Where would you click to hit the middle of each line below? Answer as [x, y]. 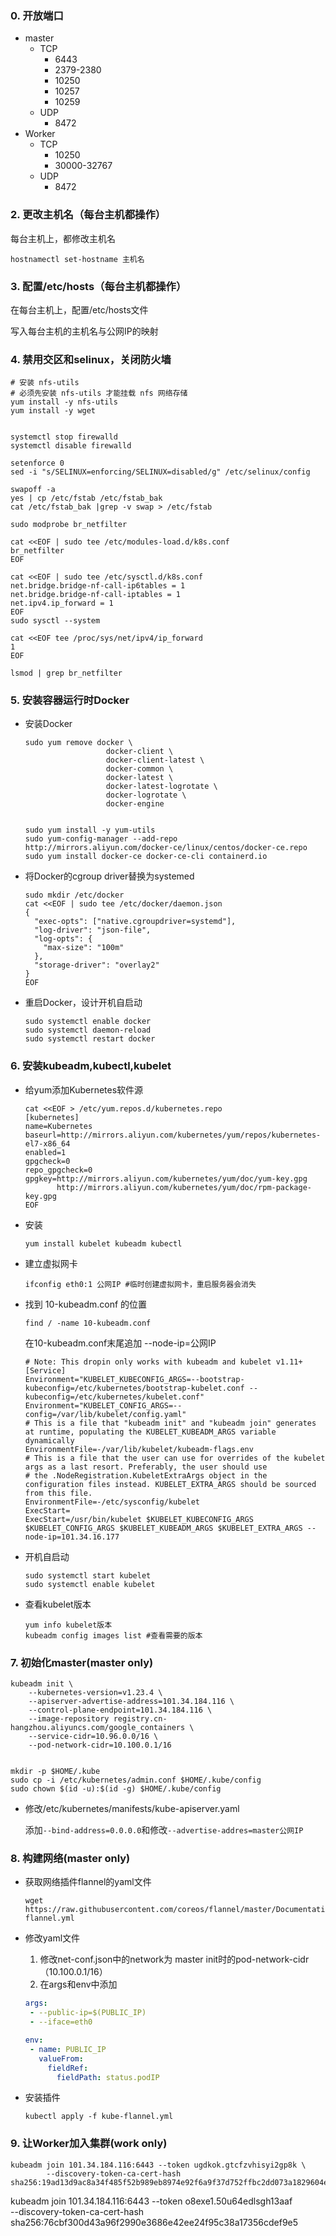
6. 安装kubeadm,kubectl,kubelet [91, 1066]
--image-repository [69, 1719]
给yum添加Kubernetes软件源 [84, 1089]
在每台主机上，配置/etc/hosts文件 [79, 309]
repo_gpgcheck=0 [58, 1170]
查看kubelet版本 [58, 1604]
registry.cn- [140, 1719]
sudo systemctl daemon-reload [88, 1030]
